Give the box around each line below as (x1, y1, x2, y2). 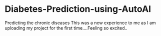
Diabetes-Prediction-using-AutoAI (4, 3, 151, 15)
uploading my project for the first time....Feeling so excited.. (4, 25, 128, 31)
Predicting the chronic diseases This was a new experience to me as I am (4, 20, 156, 26)
